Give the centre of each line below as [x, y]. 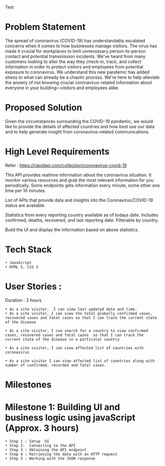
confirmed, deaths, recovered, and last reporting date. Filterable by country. [82, 220]
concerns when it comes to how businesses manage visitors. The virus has [81, 46]
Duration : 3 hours [23, 300]
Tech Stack [28, 250]
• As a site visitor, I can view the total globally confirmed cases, [79, 313]
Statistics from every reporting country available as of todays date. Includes [82, 215]
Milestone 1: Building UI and [63, 407]
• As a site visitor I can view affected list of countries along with [80, 361]
